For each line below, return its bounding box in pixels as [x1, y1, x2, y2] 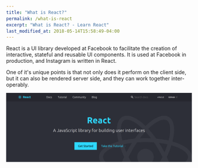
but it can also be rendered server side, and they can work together [6, 75, 170, 82]
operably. [6, 81, 29, 88]
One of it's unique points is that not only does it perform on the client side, [6, 69, 187, 76]
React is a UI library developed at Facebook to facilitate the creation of [6, 45, 177, 52]
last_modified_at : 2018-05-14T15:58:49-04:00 [6, 28, 120, 34]
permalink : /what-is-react [6, 15, 72, 22]
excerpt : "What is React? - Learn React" [6, 22, 110, 28]
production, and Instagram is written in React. [6, 58, 117, 65]
